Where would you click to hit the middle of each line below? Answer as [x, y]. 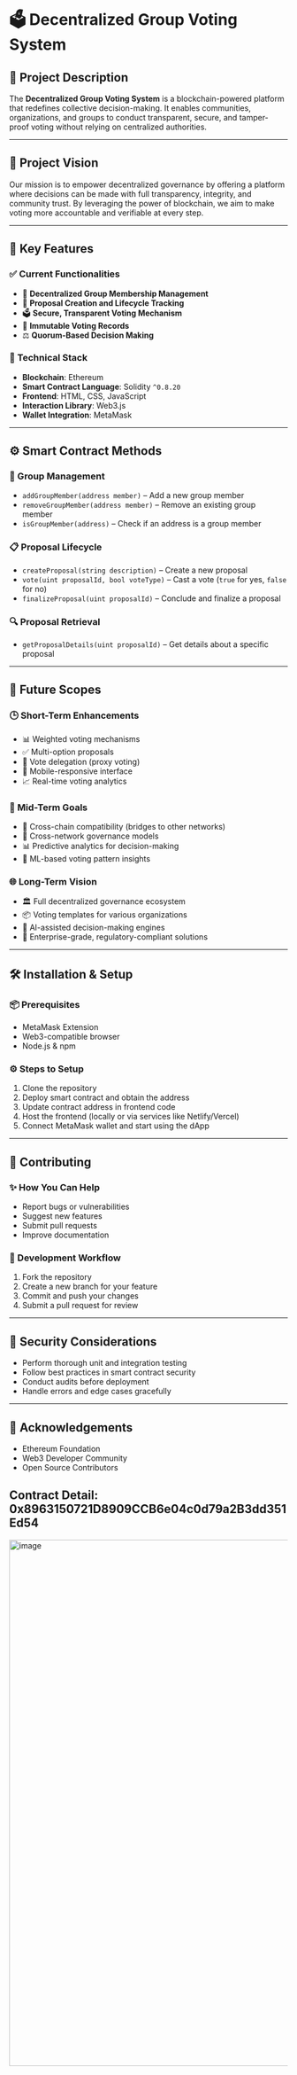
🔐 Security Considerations [83, 1342]
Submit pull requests [59, 1226]
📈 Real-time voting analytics [74, 781]
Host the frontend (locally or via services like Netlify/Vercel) [131, 1117]
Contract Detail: [54, 1496]
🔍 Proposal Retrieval [55, 621]
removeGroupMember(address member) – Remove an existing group [139, 505]
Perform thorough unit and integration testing [104, 1363]
